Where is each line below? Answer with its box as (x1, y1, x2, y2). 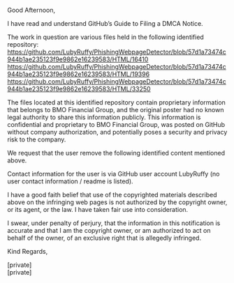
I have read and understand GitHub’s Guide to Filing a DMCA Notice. (7, 20, 204, 27)
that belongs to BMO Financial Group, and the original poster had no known (7, 106, 224, 114)
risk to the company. (7, 135, 66, 144)
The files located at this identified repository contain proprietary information (7, 98, 226, 107)
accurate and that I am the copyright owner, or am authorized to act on (7, 227, 211, 234)
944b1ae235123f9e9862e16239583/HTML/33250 (7, 85, 152, 93)
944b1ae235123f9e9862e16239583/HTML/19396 (7, 70, 150, 78)
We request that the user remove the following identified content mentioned (7, 149, 226, 157)
